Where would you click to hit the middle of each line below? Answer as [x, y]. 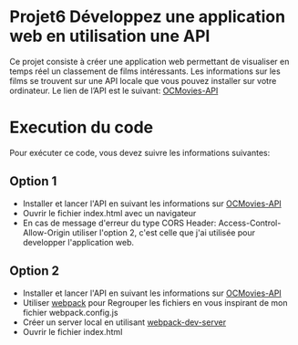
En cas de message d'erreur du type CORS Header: [119, 223]
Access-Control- [250, 223]
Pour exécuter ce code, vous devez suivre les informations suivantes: [140, 152]
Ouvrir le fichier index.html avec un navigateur [109, 213]
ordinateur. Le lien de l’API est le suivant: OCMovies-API [114, 90]
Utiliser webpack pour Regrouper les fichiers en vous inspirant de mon [155, 302]
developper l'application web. [78, 242]
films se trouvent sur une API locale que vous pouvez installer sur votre [143, 80]
